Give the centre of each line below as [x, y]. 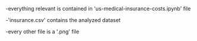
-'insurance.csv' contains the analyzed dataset [63, 20]
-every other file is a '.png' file [43, 31]
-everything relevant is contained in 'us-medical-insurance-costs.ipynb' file [98, 9]
